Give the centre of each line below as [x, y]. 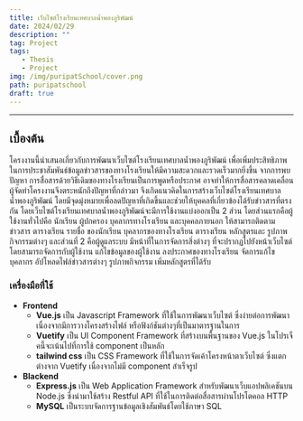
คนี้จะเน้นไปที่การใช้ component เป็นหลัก [100, 345]
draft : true [32, 93]
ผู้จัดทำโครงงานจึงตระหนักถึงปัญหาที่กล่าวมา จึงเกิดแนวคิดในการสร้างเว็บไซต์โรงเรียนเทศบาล [145, 191]
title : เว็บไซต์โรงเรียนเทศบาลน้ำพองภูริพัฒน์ [71, 18]
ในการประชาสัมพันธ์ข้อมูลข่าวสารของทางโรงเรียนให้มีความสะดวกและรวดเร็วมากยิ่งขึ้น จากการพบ [150, 170]
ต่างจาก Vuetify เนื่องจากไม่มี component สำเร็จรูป [116, 366]
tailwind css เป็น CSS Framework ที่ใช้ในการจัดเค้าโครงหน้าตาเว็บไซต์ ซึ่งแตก [161, 356]
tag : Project [34, 43]
